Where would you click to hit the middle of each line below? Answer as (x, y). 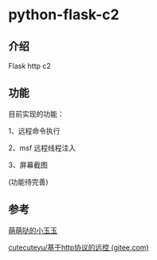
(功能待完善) (29, 182)
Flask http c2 (30, 66)
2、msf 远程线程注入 (42, 148)
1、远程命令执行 (34, 130)
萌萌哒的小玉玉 (33, 230)
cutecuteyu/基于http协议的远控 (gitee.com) (78, 247)
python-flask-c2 (64, 15)
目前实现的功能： (36, 114)
